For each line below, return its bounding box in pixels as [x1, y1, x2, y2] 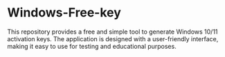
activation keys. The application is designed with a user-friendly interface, [7, 34, 219, 43]
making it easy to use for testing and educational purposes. [7, 42, 177, 50]
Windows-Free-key [7, 5, 121, 21]
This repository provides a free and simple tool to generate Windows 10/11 [7, 27, 218, 36]
